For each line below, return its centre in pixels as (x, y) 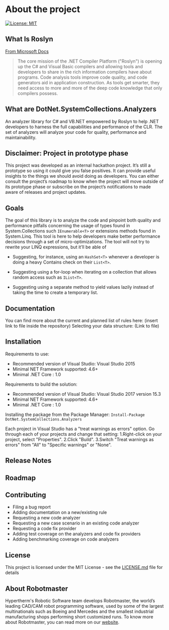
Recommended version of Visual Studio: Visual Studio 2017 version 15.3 (87, 394)
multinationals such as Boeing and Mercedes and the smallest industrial (79, 611)
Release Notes (28, 461)
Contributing (26, 495)
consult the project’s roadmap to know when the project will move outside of (84, 181)
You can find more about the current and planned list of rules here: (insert (82, 321)
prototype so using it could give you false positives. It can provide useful (80, 171)
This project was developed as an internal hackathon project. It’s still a (78, 166)
